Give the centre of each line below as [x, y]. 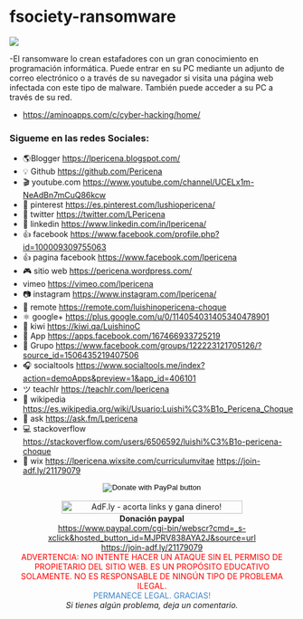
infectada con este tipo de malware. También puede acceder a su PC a [142, 87]
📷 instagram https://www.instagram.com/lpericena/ [119, 294]
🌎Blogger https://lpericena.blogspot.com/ [101, 158]
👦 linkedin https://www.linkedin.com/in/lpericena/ [114, 224]
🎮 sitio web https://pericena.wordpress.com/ [107, 271]
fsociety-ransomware [93, 17]
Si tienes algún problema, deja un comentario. [152, 605]
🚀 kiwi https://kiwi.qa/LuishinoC [81, 327]
